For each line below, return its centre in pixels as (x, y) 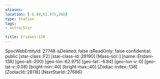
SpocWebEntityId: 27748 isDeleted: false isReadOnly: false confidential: (78, 51)
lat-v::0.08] (17, 67)
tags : (11, 23)
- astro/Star (19, 28)
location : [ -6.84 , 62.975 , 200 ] (36, 14)
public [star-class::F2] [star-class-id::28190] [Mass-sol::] (63, 56)
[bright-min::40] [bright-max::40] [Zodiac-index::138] (83, 67)
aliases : (14, 10)
